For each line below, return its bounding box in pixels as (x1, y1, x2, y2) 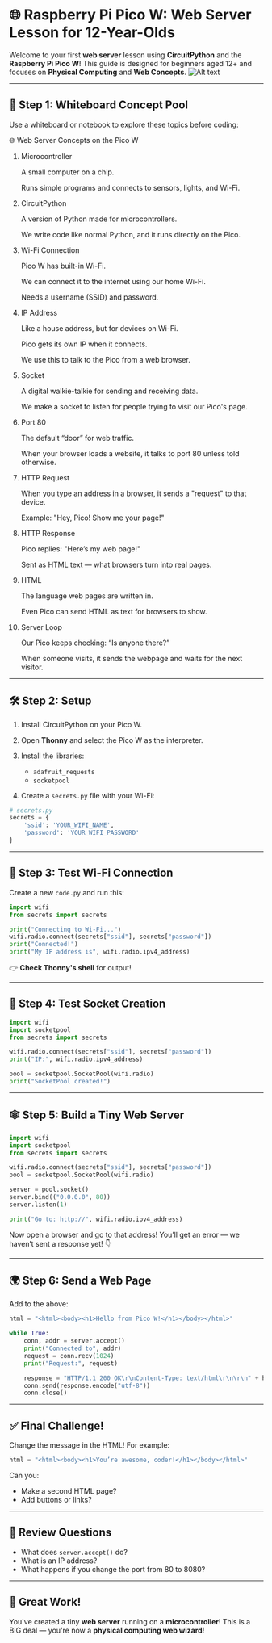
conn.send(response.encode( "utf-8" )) (23, 1381, 151, 1389)
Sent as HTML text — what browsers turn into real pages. (20, 560, 212, 569)
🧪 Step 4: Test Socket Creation (9, 997, 166, 1011)
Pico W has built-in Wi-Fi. (20, 261, 107, 270)
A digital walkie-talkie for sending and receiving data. (20, 386, 199, 396)
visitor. (20, 662, 44, 672)
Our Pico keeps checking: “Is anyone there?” (20, 638, 170, 648)
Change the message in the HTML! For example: (9, 1440, 170, 1450)
